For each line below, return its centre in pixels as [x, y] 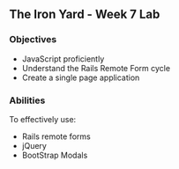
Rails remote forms [56, 136]
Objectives [33, 40]
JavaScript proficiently [63, 59]
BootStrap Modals [55, 155]
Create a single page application [81, 77]
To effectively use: [43, 119]
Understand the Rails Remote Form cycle [96, 68]
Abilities [27, 100]
